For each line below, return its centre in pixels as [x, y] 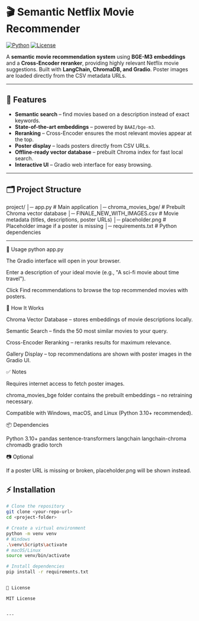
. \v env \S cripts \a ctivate [37, 544]
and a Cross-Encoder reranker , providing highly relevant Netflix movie [92, 63]
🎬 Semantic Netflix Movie [70, 12]
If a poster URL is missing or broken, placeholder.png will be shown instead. [99, 470]
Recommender [43, 29]
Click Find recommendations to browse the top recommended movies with [97, 290]
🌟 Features [26, 100]
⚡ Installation [31, 489]
